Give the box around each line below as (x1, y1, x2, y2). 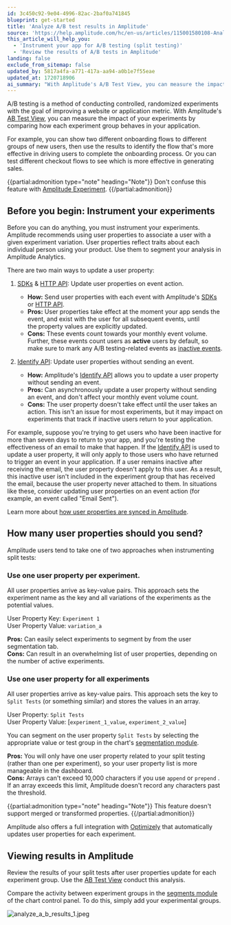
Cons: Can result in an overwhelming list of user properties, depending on (7, 650, 218, 658)
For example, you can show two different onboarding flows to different (7, 135, 207, 144)
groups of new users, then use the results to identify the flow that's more (7, 142, 214, 150)
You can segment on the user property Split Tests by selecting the (7, 731, 199, 739)
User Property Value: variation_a (7, 622, 102, 630)
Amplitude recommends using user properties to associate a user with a (7, 231, 211, 239)
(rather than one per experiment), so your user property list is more (7, 759, 197, 768)
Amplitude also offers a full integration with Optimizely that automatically (7, 823, 213, 831)
